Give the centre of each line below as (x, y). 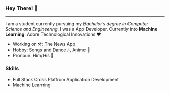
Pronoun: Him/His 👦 (33, 56)
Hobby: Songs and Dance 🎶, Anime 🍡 (51, 50)
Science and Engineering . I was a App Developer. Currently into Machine (81, 29)
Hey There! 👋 (22, 8)
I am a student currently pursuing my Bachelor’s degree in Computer (77, 24)
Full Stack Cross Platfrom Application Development (66, 79)
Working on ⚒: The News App (44, 44)
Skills (12, 69)
